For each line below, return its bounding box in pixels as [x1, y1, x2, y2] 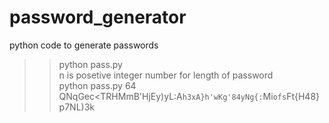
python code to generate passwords [9, 39, 159, 51]
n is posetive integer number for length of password [58, 69, 274, 81]
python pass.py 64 [58, 79, 137, 91]
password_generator [9, 6, 187, 29]
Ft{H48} [286, 90, 321, 102]
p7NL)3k [58, 101, 95, 113]
